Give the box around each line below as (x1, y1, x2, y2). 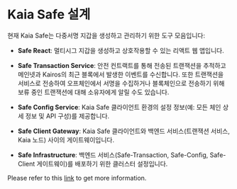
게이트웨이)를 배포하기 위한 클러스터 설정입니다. (36, 159, 168, 168)
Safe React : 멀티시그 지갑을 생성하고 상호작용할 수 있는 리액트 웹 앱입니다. (17, 46, 225, 55)
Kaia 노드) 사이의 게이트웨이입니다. (17, 135, 115, 144)
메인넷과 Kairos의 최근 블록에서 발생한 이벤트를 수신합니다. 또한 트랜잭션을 (17, 70, 224, 79)
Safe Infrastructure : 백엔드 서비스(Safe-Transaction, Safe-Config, (17, 150, 209, 159)
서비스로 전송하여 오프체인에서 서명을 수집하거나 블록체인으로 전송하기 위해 (17, 79, 225, 87)
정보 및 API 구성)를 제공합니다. (25, 111, 110, 120)
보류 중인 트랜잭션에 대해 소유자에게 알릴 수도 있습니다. (17, 88, 170, 96)
